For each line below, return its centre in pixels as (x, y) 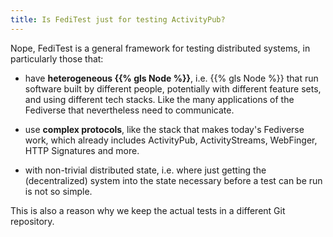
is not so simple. (58, 191)
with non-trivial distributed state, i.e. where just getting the (145, 170)
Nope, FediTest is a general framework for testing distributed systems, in (160, 48)
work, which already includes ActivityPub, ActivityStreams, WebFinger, (171, 140)
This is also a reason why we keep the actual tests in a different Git (148, 210)
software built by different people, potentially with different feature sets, (173, 88)
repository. (32, 221)
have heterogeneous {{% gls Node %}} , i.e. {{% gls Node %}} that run (171, 78)
